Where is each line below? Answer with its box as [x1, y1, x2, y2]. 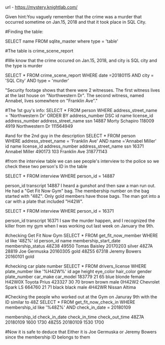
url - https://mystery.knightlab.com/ [5, 4, 78, 10]
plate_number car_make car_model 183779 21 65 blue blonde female [5, 274, 145, 280]
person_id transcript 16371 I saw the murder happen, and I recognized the [5, 218, 155, 224]
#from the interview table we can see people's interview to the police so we [5, 158, 160, 164]
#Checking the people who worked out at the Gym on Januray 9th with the [5, 294, 157, 299]
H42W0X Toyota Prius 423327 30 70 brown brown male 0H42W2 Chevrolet [5, 279, 160, 285]
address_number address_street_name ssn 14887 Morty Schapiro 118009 [5, 118, 155, 123]
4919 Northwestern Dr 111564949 [5, 123, 73, 129]
